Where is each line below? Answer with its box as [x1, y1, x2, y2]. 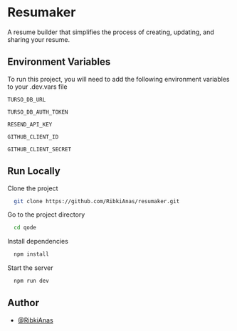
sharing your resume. [7, 35, 70, 43]
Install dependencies [7, 237, 69, 246]
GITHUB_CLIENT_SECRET [7, 146, 72, 153]
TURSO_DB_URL [7, 96, 46, 103]
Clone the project [7, 184, 58, 192]
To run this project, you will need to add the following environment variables [7, 75, 230, 83]
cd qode [14, 224, 37, 232]
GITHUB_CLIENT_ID [7, 133, 59, 141]
